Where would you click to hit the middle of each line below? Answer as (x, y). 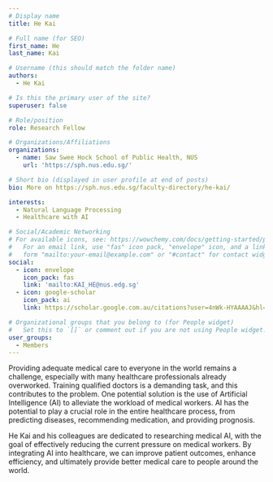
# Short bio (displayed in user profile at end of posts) (108, 180)
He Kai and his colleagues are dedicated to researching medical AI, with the (135, 436)
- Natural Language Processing (69, 210)
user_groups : (30, 337)
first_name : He (34, 46)
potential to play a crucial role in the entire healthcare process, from (122, 411)
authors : (23, 76)
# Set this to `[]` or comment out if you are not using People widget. (138, 330)
